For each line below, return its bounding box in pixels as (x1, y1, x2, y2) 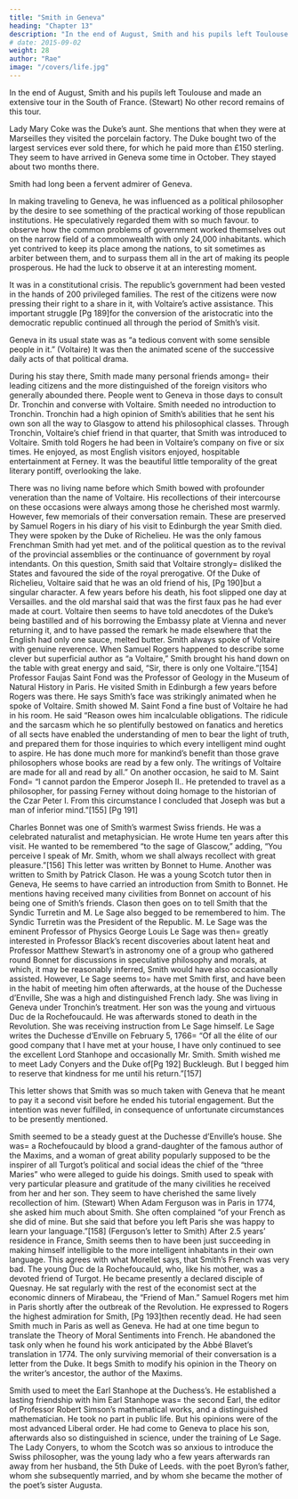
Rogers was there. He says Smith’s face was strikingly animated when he (9, 691, 278, 701)
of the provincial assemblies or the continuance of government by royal (9, 549, 271, 560)
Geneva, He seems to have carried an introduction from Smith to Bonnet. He (9, 879, 289, 889)
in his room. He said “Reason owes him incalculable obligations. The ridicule (9, 709, 288, 720)
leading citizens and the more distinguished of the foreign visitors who (9, 380, 268, 390)
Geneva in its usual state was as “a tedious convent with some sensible (9, 334, 270, 345)
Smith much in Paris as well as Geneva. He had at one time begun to (9, 1320, 260, 1331)
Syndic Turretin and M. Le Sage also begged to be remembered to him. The (9, 906, 286, 918)
